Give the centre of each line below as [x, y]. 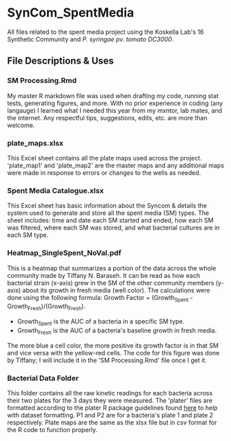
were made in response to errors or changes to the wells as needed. [104, 172]
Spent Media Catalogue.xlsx [56, 190]
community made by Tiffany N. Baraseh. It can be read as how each [104, 275]
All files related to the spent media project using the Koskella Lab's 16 [106, 32]
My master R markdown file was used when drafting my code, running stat [113, 95]
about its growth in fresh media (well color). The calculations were [116, 290]
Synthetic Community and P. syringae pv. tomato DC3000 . [90, 39]
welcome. [21, 125]
